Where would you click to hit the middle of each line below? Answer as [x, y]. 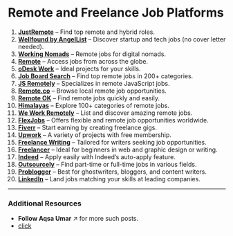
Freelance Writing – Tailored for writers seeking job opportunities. [112, 142]
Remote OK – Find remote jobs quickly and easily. [88, 98]
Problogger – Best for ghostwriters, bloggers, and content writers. [112, 172]
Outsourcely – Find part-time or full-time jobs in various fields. [107, 164]
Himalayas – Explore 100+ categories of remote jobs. [94, 105]
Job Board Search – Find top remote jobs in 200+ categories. [105, 76]
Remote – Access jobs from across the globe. [83, 61]
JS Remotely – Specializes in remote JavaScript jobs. [94, 83]
